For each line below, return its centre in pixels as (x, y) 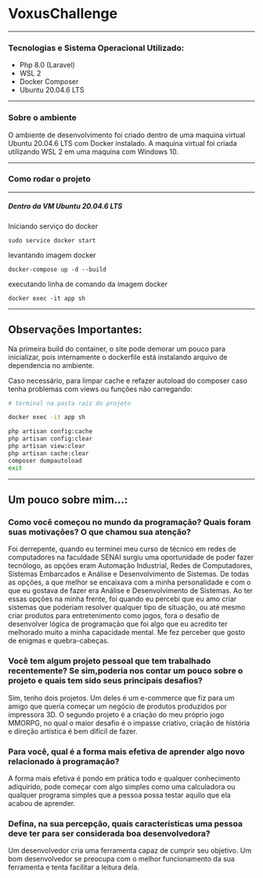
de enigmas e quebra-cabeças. (59, 641)
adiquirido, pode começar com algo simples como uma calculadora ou (122, 786)
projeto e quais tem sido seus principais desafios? (106, 681)
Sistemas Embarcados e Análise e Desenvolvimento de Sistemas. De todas (129, 574)
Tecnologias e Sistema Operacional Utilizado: (96, 48)
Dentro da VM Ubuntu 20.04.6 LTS (65, 206)
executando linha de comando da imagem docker (88, 284)
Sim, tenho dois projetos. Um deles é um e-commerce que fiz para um (121, 698)
